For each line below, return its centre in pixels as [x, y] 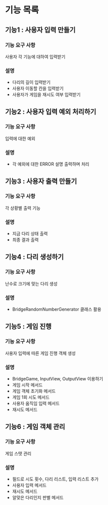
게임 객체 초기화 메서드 [34, 391]
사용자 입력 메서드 [29, 485]
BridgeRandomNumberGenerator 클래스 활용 [57, 309]
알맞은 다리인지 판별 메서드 [38, 498]
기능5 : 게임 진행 [28, 326]
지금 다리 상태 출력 [30, 234]
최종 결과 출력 [25, 240]
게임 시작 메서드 [27, 385]
